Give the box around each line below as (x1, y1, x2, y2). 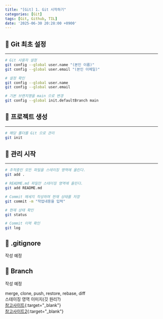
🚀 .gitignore (5, 239, 41, 247)
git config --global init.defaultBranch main (5, 98, 98, 103)
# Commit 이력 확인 (5, 221, 40, 226)
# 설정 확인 (5, 76, 25, 80)
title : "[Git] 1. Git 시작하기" (5, 7, 66, 12)
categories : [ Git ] (5, 12, 42, 17)
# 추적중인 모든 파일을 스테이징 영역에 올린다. (5, 168, 86, 173)
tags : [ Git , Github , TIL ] (5, 16, 57, 21)
